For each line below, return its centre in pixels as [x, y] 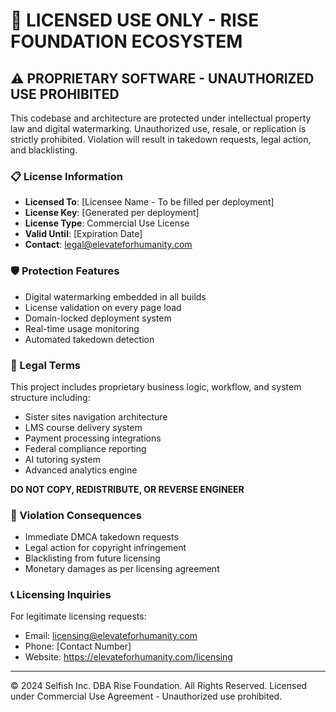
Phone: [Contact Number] [78, 646]
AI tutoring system [62, 459]
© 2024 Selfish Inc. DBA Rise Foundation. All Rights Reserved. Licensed [159, 686]
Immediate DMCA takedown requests [101, 537]
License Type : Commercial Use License [107, 223]
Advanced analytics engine [81, 470]
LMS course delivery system [83, 427]
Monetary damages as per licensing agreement [122, 569]
